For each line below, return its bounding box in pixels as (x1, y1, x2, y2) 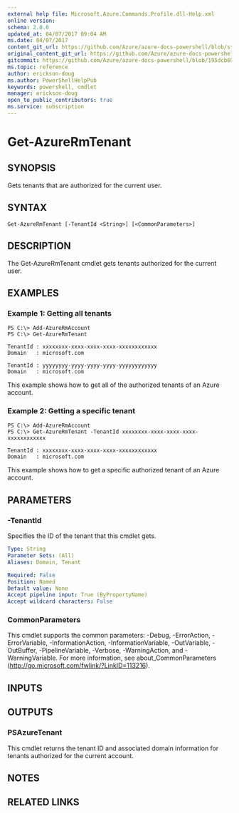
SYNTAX (7, 202, 48, 214)
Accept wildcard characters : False (7, 598, 113, 606)
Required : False (7, 571, 55, 579)
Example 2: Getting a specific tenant (7, 406, 136, 416)
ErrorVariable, (7, 638, 48, 647)
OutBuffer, (7, 646, 38, 655)
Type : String (7, 546, 46, 553)
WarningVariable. (7, 653, 58, 663)
